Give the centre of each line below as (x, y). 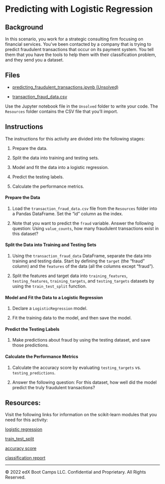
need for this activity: (27, 420)
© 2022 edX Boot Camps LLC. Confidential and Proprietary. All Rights (76, 472)
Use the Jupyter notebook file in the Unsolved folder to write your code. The (82, 106)
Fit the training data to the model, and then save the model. (72, 318)
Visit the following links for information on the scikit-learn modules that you (81, 415)
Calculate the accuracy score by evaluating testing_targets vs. (77, 368)
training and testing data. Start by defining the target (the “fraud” (78, 261)
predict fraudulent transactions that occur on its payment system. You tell (79, 49)
